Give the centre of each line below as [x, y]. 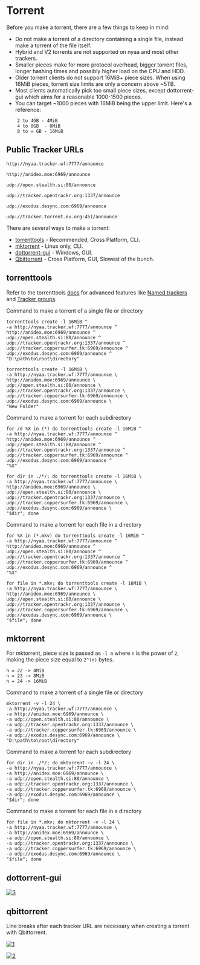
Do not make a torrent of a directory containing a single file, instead [99, 39]
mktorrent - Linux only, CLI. [49, 246]
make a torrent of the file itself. [53, 45]
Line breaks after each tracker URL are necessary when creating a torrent [98, 926]
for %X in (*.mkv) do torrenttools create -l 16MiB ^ [76, 536]
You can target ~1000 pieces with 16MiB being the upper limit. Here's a [103, 103]
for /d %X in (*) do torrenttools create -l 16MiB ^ [74, 429]
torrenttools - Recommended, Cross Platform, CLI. [77, 239]
